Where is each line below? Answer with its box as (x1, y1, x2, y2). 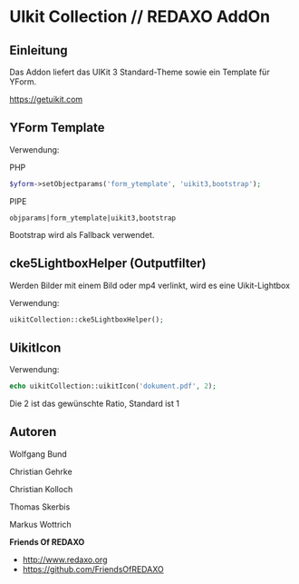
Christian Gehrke (9, 466, 72, 477)
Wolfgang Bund (9, 448, 68, 460)
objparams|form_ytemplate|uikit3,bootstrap (9, 213, 177, 223)
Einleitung (9, 43, 68, 58)
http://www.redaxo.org (22, 554, 108, 565)
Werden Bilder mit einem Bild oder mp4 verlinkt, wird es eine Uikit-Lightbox (9, 280, 291, 291)
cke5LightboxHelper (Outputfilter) (9, 256, 207, 272)
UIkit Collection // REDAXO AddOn (9, 6, 271, 27)
